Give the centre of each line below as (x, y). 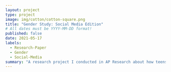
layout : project (22, 10)
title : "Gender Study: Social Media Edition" (54, 24)
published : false (24, 33)
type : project (20, 15)
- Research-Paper (28, 48)
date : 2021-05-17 (24, 39)
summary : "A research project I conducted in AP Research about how (79, 62)
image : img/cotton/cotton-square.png (45, 19)
